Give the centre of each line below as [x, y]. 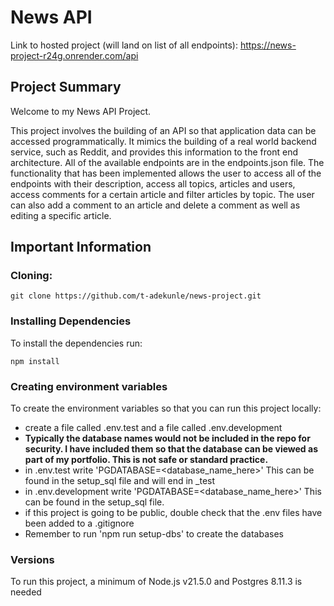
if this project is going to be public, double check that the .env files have [173, 513]
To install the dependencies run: [76, 343]
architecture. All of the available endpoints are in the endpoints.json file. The [167, 162]
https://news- [268, 45]
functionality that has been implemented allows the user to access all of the [166, 173]
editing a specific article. [61, 215]
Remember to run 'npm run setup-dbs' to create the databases [154, 534]
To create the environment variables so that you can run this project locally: [166, 408]
